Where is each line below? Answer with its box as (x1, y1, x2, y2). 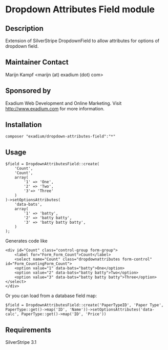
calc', (5, 312, 19, 317)
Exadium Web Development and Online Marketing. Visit (5, 100, 122, 106)
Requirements (5, 325, 51, 334)
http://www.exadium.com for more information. (5, 105, 105, 111)
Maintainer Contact (5, 58, 69, 67)
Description (5, 24, 44, 33)
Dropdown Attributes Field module (5, 4, 155, 15)
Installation (5, 121, 42, 129)
